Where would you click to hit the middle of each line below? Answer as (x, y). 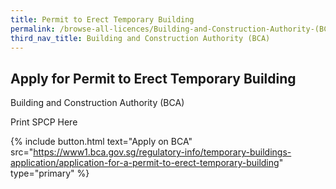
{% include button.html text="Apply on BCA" (101, 142)
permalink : (33, 29)
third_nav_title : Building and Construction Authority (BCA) (140, 38)
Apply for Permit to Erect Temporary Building (153, 78)
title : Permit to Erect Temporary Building (102, 19)
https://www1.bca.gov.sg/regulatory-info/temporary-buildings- (162, 152)
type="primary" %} (50, 173)
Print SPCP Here (44, 122)
